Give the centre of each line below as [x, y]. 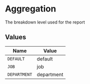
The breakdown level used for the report [45, 22]
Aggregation [31, 9]
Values [16, 37]
